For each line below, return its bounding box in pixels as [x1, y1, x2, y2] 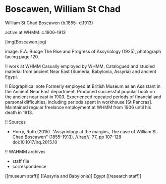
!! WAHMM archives [5, 148, 46, 154]
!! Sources [5, 119, 26, 125]
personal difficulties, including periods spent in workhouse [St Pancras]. [5, 99, 153, 105]
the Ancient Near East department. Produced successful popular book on [5, 88, 155, 94]
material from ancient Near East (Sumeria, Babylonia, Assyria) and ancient [5, 68, 157, 74]
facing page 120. [5, 53, 40, 60]
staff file [12, 158, 30, 164]
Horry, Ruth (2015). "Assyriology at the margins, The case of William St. [12, 128, 159, 134]
